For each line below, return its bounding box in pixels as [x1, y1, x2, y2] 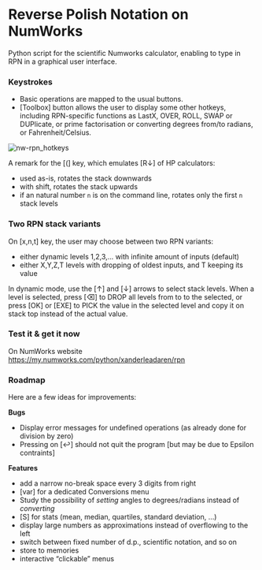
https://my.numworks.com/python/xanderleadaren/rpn [8, 355, 186, 364]
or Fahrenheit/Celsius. [19, 128, 92, 137]
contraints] [19, 448, 55, 458]
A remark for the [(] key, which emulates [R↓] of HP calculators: [8, 158, 216, 168]
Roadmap [8, 374, 46, 386]
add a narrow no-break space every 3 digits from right [19, 479, 197, 488]
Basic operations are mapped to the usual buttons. [19, 95, 183, 104]
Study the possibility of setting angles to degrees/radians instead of [19, 495, 240, 505]
